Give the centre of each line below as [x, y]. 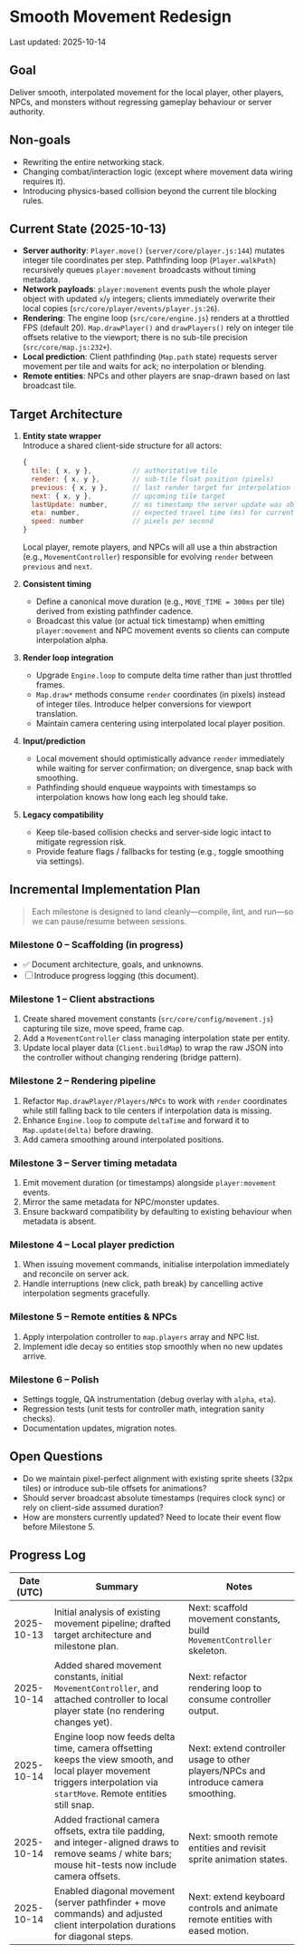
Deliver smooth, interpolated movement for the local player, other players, [147, 92]
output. [204, 1710]
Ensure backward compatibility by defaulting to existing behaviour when [157, 1212]
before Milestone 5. [58, 1527]
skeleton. [208, 1650]
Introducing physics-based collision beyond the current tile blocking [150, 191]
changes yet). [83, 1722]
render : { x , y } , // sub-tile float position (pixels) [152, 479]
